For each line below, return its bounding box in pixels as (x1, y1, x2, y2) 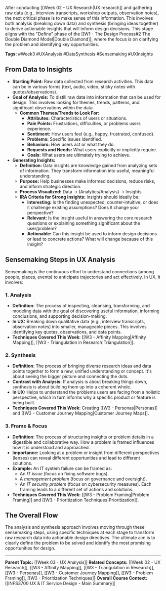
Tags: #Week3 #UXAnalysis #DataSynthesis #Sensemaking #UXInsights (5, 51, 153, 57)
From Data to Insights (5, 65, 73, 74)
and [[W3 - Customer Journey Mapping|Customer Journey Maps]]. (12, 410, 149, 416)
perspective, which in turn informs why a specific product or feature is (12, 394, 156, 400)
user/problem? (27, 225, 57, 231)
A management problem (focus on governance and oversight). (19, 476, 147, 482)
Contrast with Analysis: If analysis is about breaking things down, (12, 379, 148, 385)
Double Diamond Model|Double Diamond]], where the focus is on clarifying (5, 36, 158, 42)
